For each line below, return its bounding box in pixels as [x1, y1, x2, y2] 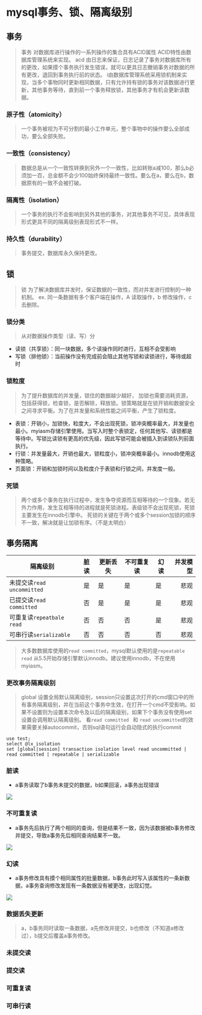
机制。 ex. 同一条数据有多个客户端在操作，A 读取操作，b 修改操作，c [20, 294, 192, 300]
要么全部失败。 [31, 133, 69, 140]
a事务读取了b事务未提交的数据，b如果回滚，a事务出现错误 [14, 782, 159, 789]
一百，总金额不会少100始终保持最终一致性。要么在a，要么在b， [31, 171, 189, 179]
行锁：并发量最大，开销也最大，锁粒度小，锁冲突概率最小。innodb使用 [14, 450, 191, 457]
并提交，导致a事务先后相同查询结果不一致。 [14, 832, 124, 839]
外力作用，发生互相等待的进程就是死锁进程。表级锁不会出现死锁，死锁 [20, 504, 195, 511]
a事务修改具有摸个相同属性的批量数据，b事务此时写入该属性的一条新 [14, 874, 185, 881]
